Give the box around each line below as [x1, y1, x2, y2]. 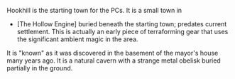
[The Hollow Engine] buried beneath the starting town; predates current [16, 20, 227, 28]
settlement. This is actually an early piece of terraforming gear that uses [16, 28, 229, 36]
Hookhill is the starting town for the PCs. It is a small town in [6, 6, 182, 14]
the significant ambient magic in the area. [16, 35, 138, 43]
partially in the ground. [6, 64, 73, 72]
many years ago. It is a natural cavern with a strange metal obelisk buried [6, 56, 221, 65]
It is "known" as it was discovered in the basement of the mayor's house [6, 49, 219, 57]
